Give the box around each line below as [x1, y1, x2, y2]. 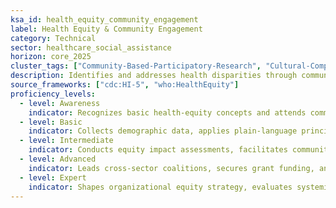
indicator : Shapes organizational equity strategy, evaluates [28, 182, 293, 192]
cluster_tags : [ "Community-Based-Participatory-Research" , [10, 61, 262, 71]
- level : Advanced [19, 154, 97, 164]
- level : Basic [19, 117, 83, 127]
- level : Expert [19, 172, 87, 183]
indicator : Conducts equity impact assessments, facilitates [28, 145, 288, 155]
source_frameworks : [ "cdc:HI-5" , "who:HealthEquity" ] [10, 80, 240, 90]
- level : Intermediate [19, 136, 114, 146]
